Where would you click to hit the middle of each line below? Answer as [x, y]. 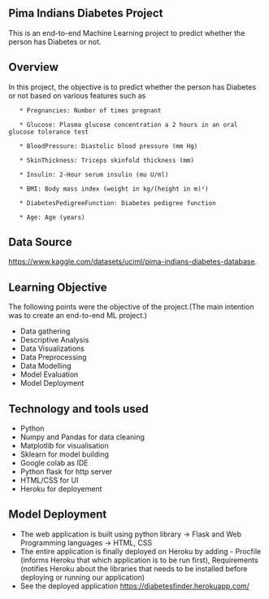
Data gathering [45, 331]
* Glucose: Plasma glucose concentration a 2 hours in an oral [128, 125]
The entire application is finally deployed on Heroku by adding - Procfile [141, 551]
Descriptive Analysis [54, 340]
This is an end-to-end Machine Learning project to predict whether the [127, 33]
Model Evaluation [49, 374]
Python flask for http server [66, 472]
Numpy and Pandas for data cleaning [82, 437]
